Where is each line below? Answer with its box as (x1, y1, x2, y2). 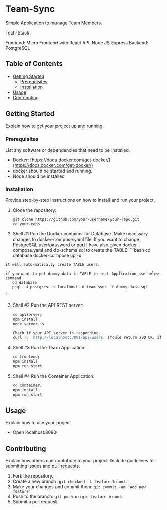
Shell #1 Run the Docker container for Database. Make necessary (12, 230, 148, 236)
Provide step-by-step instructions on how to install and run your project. (5, 197, 155, 203)
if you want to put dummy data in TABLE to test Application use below (5, 271, 159, 276)
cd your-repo (12, 222, 40, 227)
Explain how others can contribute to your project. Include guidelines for (5, 458, 155, 464)
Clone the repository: (12, 207, 57, 213)
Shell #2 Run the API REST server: (12, 302, 84, 308)
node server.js (12, 321, 45, 326)
